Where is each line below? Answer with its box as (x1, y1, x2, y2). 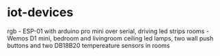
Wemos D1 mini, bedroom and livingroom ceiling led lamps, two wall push (7, 34, 214, 42)
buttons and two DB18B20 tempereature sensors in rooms (7, 41, 171, 49)
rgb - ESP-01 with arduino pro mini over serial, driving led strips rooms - (7, 27, 210, 35)
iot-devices (7, 5, 74, 20)
